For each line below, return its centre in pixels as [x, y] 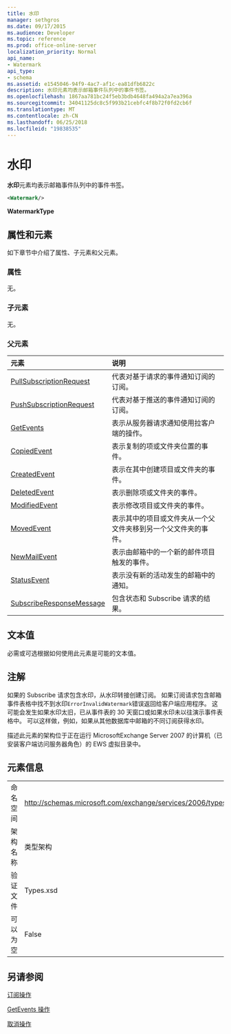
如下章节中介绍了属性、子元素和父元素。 [64, 252]
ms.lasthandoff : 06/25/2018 [47, 122]
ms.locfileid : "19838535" [44, 129]
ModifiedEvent [34, 505]
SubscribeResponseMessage [58, 603]
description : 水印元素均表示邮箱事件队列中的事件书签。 [78, 90]
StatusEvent [30, 580]
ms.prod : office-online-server [52, 45]
